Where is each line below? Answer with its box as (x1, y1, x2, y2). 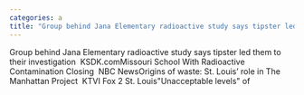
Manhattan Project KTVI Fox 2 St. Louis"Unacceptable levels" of (9, 75, 251, 86)
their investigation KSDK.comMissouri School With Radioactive (9, 56, 246, 67)
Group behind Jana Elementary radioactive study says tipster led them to (9, 46, 282, 57)
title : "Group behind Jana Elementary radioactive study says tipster (9, 22, 281, 31)
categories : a (9, 13, 63, 23)
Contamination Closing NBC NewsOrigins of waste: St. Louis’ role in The (9, 65, 280, 77)
